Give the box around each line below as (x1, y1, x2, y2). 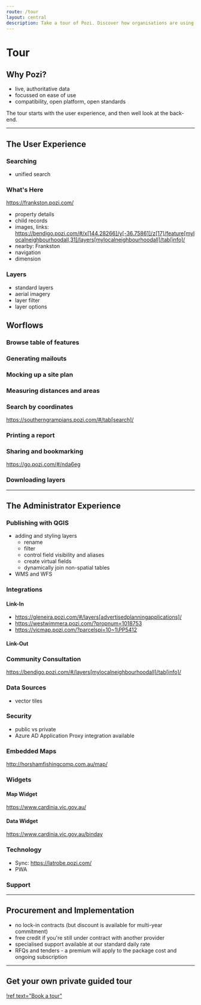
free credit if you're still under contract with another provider (14, 934, 165, 941)
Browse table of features (6, 338, 80, 346)
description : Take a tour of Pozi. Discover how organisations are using (6, 20, 194, 26)
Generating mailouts (6, 354, 67, 362)
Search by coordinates (6, 402, 74, 411)
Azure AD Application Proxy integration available (14, 732, 135, 739)
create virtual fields (23, 558, 72, 565)
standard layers (14, 284, 54, 291)
